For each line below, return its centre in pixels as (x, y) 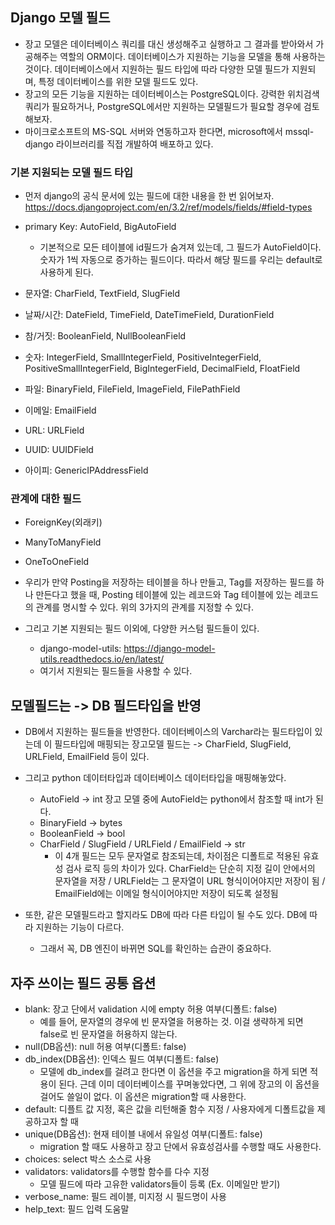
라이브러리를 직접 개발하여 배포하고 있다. (134, 144)
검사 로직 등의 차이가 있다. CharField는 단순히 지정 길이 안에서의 (190, 869)
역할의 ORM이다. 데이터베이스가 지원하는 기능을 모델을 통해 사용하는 (192, 56)
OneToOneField (57, 562)
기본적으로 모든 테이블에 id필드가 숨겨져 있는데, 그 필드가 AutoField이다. (180, 247)
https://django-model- (169, 649)
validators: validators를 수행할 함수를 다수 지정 (117, 1172)
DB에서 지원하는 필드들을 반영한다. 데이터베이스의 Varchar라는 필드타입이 (168, 732)
